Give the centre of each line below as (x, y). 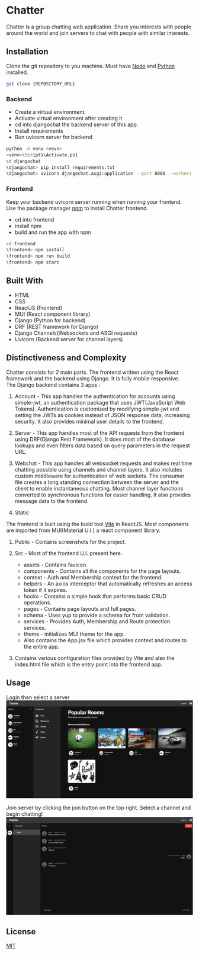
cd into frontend (34, 219)
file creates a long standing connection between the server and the (97, 482)
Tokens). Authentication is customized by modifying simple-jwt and (97, 409)
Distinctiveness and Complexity (66, 358)
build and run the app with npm (53, 232)
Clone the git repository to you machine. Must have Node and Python (91, 66)
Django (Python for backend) (50, 320)
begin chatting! (25, 814)
